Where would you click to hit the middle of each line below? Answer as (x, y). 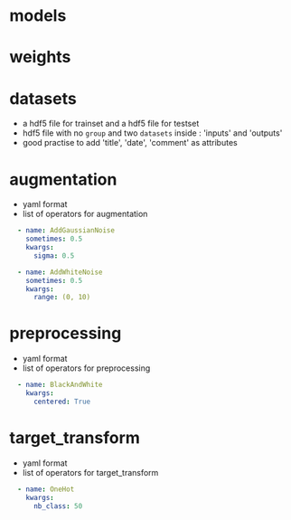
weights (40, 57)
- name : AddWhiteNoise (60, 272)
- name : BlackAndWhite (60, 385)
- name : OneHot (46, 489)
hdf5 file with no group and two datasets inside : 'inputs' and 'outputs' (152, 133)
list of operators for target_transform (90, 472)
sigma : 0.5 (54, 255)
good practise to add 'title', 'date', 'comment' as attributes (130, 143)
